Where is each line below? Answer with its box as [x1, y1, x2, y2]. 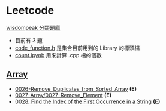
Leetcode [6, 4, 55, 17]
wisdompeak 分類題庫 [6, 24, 61, 31]
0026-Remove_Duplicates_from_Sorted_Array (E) [14, 85, 137, 92]
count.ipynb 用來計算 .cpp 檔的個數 [14, 51, 102, 58]
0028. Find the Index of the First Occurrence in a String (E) [14, 98, 161, 105]
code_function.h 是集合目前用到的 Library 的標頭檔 [14, 44, 140, 51]
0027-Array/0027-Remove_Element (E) [14, 91, 112, 98]
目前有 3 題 [14, 36, 43, 44]
